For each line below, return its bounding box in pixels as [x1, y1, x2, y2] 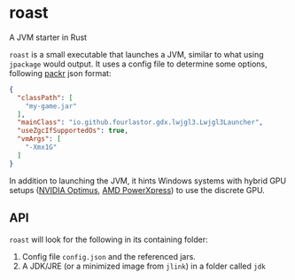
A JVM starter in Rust [9, 32, 87, 43]
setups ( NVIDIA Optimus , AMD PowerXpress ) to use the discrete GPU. [9, 184, 266, 195]
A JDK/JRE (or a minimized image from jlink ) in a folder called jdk [21, 261, 266, 271]
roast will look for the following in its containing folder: [9, 234, 208, 245]
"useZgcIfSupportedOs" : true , [17, 127, 128, 136]
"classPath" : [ [17, 93, 74, 102]
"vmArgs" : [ [17, 135, 62, 144]
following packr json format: [9, 67, 112, 78]
